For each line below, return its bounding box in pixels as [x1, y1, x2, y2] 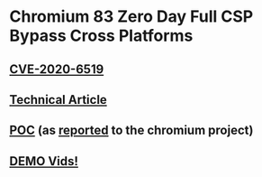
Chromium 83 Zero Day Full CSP [9, 6, 254, 27]
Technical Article [9, 92, 108, 107]
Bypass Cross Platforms [9, 25, 194, 46]
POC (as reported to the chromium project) [9, 123, 254, 138]
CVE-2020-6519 [9, 61, 104, 77]
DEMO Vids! [9, 154, 79, 169]
